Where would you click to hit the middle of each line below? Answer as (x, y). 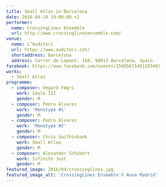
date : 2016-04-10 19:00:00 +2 (43, 17)
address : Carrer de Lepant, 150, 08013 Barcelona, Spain (82, 60)
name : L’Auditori (32, 45)
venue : (14, 39)
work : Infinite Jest (41, 159)
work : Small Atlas (39, 142)
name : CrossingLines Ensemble (48, 28)
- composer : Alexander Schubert (51, 153)
